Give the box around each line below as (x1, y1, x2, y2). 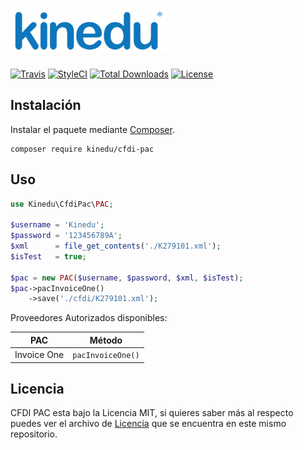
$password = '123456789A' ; (10, 231, 123, 241)
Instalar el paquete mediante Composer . (10, 123, 175, 135)
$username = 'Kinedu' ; (10, 220, 105, 230)
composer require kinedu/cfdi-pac (10, 144, 155, 154)
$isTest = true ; (10, 251, 87, 262)
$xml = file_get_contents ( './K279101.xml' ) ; (10, 241, 222, 252)
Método (89, 334, 123, 346)
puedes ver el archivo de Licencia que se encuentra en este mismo (10, 418, 287, 430)
